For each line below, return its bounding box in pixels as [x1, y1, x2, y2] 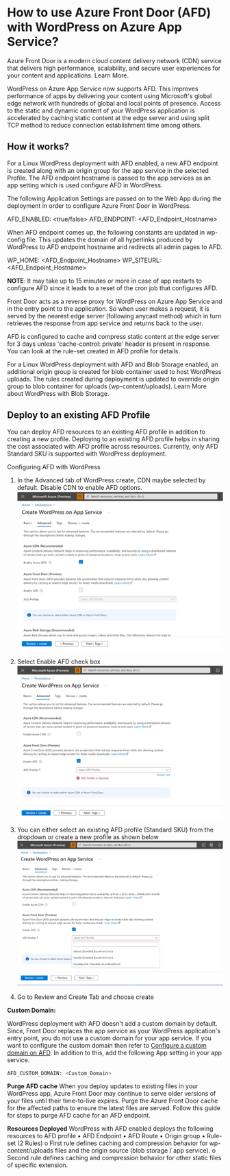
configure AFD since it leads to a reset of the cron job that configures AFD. [7, 283, 218, 292]
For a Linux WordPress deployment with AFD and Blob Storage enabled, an [7, 360, 218, 368]
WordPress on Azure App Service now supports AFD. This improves [7, 84, 199, 93]
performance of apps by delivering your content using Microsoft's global [7, 91, 212, 100]
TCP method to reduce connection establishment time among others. [7, 121, 202, 129]
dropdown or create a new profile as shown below [16, 832, 159, 841]
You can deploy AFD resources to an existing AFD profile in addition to [7, 427, 205, 436]
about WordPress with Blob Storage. [7, 389, 110, 397]
